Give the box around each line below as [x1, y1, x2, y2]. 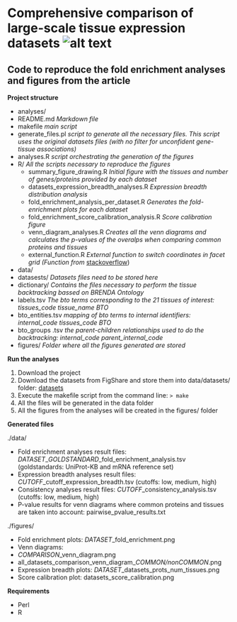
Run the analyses [7, 355, 59, 363]
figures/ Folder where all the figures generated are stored [17, 341, 186, 349]
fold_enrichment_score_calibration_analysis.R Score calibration [28, 213, 212, 221]
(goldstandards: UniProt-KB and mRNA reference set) [17, 463, 174, 471]
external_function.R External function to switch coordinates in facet [28, 251, 225, 258]
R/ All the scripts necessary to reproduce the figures [17, 160, 171, 168]
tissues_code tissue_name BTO [17, 303, 109, 312]
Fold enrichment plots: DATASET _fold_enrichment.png [17, 535, 175, 544]
